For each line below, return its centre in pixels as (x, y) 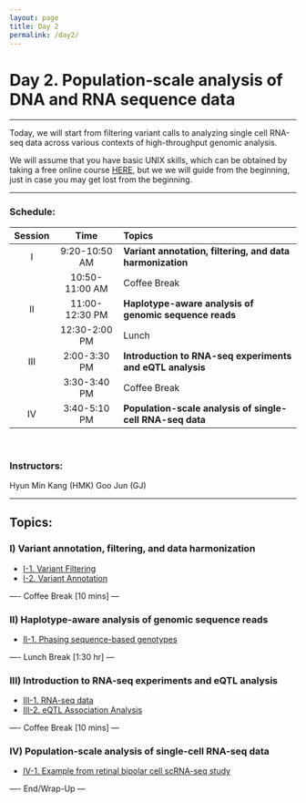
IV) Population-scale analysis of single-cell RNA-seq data (140, 751)
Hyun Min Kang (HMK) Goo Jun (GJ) (78, 485)
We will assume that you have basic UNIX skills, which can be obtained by (148, 160)
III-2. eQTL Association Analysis (82, 710)
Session (32, 235)
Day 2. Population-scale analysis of (146, 80)
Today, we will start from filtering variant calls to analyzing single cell (139, 133)
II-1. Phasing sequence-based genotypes (100, 639)
